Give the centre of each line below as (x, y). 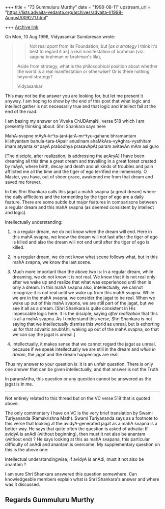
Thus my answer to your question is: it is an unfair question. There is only (79, 364)
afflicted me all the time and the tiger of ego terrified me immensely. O (76, 171)
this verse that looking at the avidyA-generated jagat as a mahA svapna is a (81, 424)
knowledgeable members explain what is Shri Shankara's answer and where (82, 479)
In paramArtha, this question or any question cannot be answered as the (78, 379)
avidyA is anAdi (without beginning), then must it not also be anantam (75, 434)
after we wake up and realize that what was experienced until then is (82, 282)
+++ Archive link (22, 27)
